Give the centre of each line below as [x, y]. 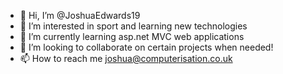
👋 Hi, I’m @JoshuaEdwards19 [80, 15]
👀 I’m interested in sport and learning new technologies [133, 26]
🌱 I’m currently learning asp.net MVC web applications [132, 36]
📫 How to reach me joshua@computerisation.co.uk [126, 58]
